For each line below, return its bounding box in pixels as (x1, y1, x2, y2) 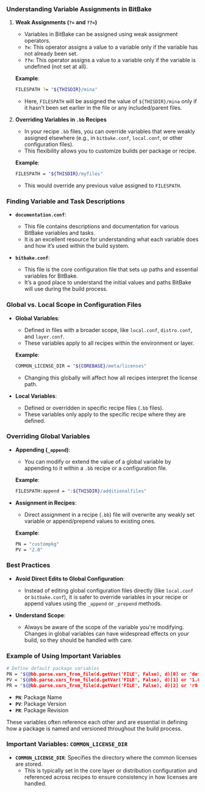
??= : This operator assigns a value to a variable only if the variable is (24, 57, 196, 64)
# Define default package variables (6, 666, 99, 672)
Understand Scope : (15, 611, 66, 619)
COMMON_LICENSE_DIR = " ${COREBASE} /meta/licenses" (15, 362, 147, 369)
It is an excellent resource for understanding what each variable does (24, 236, 199, 243)
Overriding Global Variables (6, 432, 90, 441)
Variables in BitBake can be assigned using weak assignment (24, 31, 178, 38)
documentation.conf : (15, 211, 67, 218)
